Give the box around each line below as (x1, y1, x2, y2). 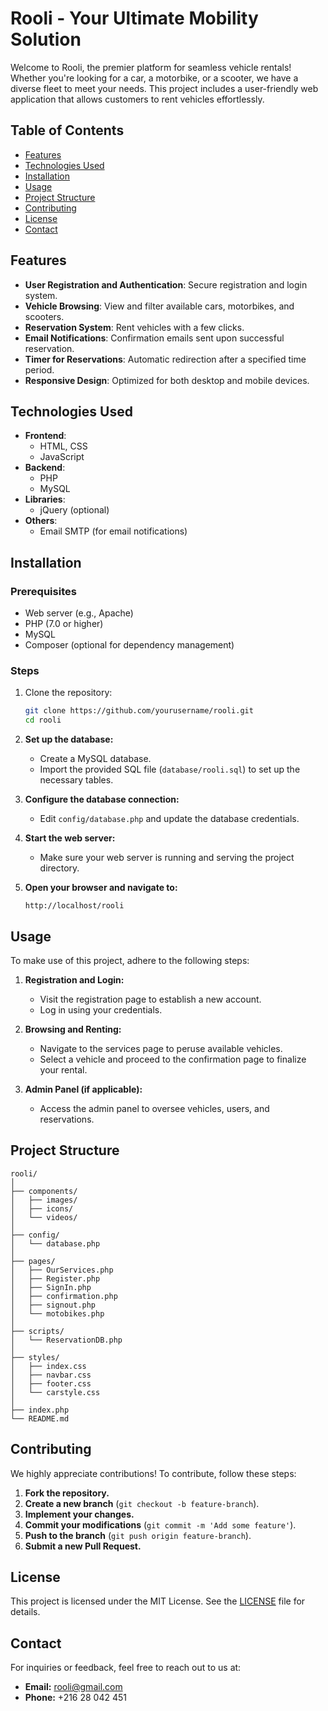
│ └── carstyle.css (10, 1387, 101, 1397)
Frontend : (24, 430, 67, 442)
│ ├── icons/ (10, 1203, 74, 1214)
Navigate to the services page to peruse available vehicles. (39, 1042, 283, 1054)
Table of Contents (10, 122, 125, 139)
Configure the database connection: (24, 793, 180, 806)
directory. (39, 862, 80, 874)
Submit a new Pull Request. (24, 1540, 142, 1552)
